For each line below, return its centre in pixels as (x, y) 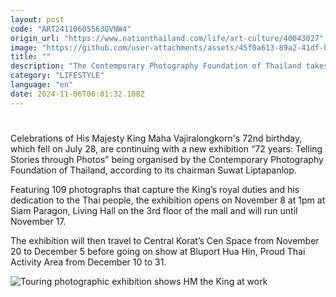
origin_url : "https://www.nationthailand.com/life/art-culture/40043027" (167, 38)
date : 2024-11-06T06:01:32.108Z (77, 94)
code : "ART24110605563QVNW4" (71, 29)
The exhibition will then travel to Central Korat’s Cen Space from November (165, 240)
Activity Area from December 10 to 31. (88, 262)
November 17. (38, 221)
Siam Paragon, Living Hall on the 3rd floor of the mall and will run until (154, 210)
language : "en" (42, 85)
